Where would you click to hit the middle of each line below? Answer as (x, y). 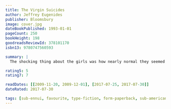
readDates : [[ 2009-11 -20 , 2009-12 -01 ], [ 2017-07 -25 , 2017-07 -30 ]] (77, 85)
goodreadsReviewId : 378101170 (37, 43)
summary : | (17, 57)
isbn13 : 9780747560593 (29, 48)
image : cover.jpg (24, 24)
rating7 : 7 (17, 76)
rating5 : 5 (17, 71)
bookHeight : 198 (22, 39)
